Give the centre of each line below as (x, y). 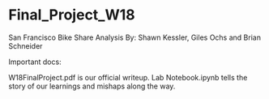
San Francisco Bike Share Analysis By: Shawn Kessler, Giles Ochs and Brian (135, 37)
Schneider (26, 45)
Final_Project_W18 (72, 15)
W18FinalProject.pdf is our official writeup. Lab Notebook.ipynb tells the (128, 77)
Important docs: (35, 62)
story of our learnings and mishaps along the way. (92, 86)
